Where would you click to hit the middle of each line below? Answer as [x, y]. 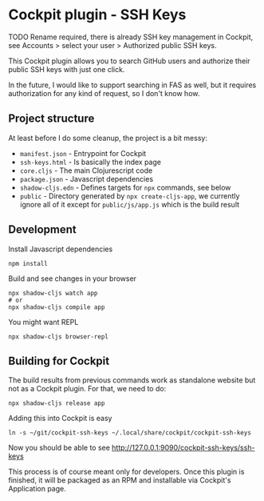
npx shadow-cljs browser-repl [59, 337]
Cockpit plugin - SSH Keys [97, 15]
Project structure [51, 119]
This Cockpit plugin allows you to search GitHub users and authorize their [129, 61]
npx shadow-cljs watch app [53, 293]
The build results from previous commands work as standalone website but [132, 380]
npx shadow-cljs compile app [57, 307]
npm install [28, 263]
